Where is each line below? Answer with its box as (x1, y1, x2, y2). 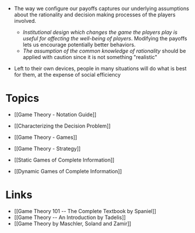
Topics (5, 92, 39, 105)
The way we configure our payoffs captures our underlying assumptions (14, 5, 189, 12)
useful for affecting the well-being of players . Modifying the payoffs (22, 35, 187, 42)
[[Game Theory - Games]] (14, 133, 78, 141)
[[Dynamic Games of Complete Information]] (14, 167, 122, 174)
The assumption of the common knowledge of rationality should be (22, 47, 186, 54)
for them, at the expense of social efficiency (14, 71, 121, 78)
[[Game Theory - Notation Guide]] (14, 111, 97, 118)
